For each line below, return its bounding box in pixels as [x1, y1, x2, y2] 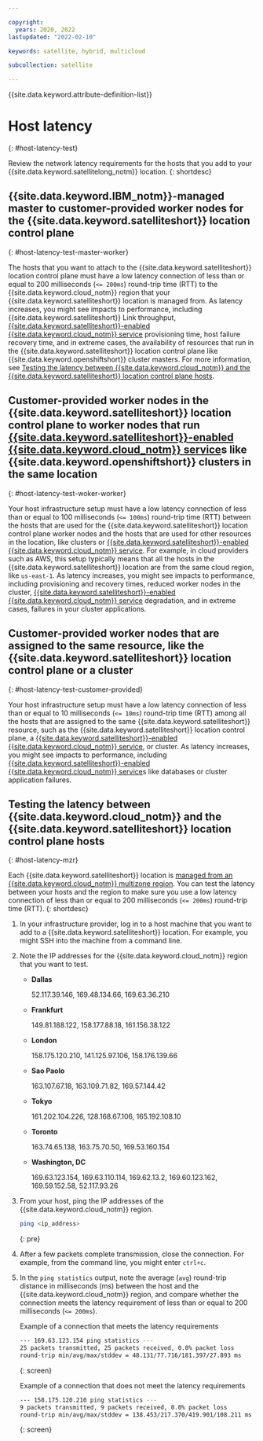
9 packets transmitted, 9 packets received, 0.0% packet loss [19, 1403, 228, 1411]
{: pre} [19, 1234, 41, 1244]
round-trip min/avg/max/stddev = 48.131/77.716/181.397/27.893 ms [19, 1351, 242, 1359]
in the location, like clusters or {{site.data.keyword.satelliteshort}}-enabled [8, 537, 249, 546]
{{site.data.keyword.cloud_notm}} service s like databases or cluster [8, 766, 228, 776]
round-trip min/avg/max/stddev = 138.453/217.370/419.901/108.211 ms [19, 1410, 253, 1419]
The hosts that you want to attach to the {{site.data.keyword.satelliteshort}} [8, 263, 252, 272]
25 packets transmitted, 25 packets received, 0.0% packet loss [19, 1344, 235, 1352]
